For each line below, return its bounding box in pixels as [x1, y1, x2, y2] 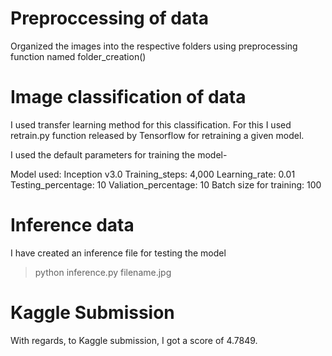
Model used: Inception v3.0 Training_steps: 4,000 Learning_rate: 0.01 [10, 168, 296, 180]
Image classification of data [10, 86, 247, 109]
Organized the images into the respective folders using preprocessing [10, 40, 298, 52]
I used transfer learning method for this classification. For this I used [10, 118, 292, 131]
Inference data [10, 214, 135, 237]
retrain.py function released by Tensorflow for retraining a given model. [10, 129, 305, 141]
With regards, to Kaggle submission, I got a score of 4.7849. [10, 334, 258, 346]
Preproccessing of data [10, 7, 209, 30]
